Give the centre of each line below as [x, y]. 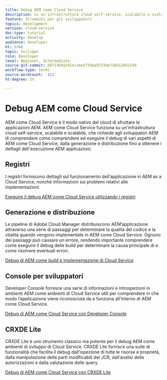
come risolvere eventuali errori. [37, 251]
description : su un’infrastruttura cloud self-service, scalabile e [78, 14]
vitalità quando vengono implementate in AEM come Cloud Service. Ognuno [83, 235]
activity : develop [24, 38]
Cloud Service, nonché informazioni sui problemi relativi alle [67, 182]
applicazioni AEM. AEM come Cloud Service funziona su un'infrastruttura [80, 127]
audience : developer [27, 42]
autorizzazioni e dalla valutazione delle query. [52, 363]
